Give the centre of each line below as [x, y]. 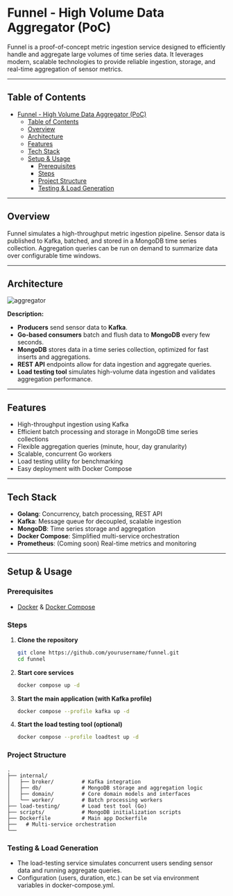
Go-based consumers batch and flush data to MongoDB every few [113, 335]
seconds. [31, 342]
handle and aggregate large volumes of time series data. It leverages [105, 54]
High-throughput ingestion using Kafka [73, 424]
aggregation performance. [55, 379]
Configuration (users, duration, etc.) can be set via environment [108, 877]
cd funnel [32, 659]
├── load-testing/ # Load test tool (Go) [77, 806]
